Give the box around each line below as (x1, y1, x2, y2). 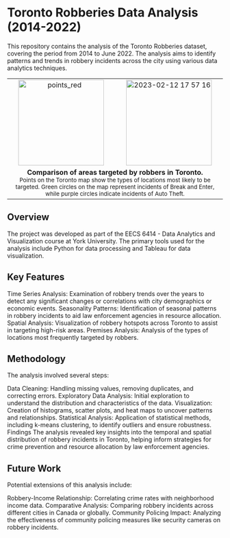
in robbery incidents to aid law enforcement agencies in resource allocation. (7, 311, 222, 319)
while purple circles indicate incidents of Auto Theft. (45, 190, 185, 197)
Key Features (7, 271, 65, 283)
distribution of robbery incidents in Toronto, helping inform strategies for (7, 435, 212, 443)
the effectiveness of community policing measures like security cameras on (7, 516, 221, 524)
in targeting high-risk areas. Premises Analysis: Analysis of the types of (7, 326, 209, 334)
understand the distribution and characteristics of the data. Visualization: (7, 399, 213, 407)
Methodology (7, 353, 66, 365)
